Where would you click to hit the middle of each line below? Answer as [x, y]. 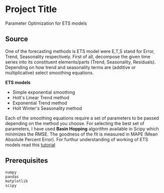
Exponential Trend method [40, 103]
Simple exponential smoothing [44, 92]
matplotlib [17, 181]
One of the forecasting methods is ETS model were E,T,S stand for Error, [80, 51]
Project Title [31, 9]
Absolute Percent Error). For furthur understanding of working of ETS [77, 139]
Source [17, 39]
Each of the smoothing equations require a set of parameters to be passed [82, 118]
